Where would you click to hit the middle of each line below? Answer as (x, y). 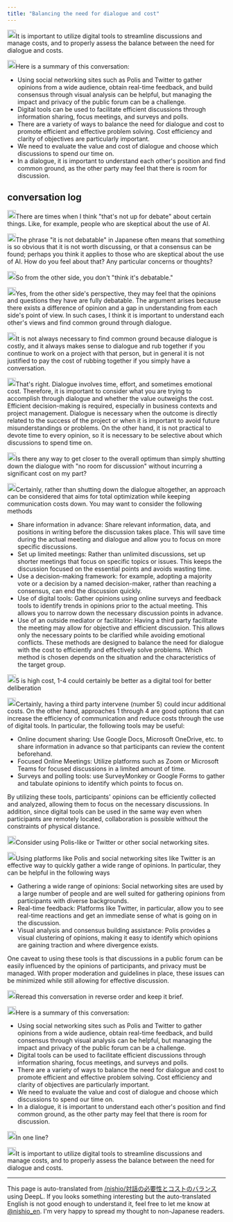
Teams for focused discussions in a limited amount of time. (101, 769)
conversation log (44, 197)
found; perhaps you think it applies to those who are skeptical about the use (116, 255)
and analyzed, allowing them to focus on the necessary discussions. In (108, 804)
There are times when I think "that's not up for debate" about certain (113, 216)
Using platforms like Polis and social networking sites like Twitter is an (115, 858)
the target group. (41, 665)
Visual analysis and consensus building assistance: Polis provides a (114, 931)
